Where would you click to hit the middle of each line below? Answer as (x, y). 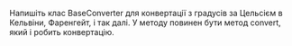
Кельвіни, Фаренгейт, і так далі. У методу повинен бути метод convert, (145, 23)
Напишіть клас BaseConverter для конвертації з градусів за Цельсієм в (146, 13)
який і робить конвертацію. (62, 32)
